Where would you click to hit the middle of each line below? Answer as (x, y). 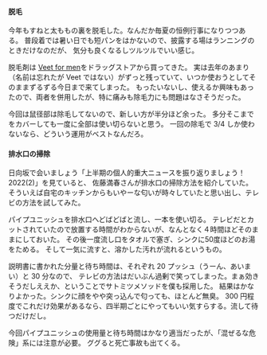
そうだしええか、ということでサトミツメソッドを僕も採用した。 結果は (124, 287)
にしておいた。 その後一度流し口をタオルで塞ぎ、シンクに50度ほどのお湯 (135, 240)
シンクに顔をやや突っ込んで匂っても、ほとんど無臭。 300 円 (149, 296)
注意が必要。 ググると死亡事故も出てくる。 (114, 343)
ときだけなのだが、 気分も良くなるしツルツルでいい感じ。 (104, 50)
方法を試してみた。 (53, 203)
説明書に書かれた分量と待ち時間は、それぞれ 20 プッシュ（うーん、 (120, 267)
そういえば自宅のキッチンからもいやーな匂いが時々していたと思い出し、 (127, 193)
